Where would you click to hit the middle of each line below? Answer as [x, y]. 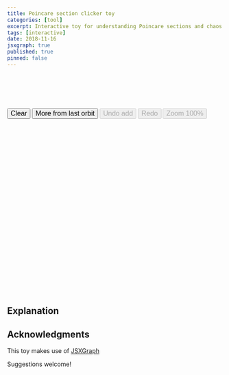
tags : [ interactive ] [37, 33]
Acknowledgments [49, 334]
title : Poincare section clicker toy [61, 13]
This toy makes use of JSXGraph [53, 351]
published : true [30, 52]
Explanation [33, 311]
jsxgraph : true [29, 45]
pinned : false [27, 58]
